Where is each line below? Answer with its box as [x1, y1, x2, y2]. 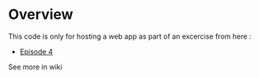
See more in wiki [8, 61, 63, 72]
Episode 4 [19, 46, 53, 56]
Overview [8, 6, 74, 24]
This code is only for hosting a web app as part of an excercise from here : [8, 32, 252, 41]
